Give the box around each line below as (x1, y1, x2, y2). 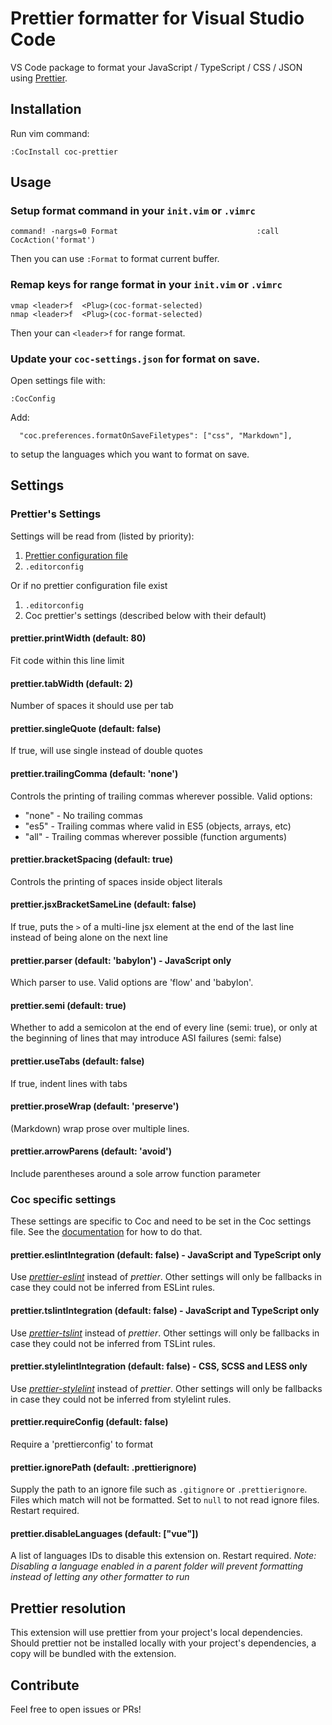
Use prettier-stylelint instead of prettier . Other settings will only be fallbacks (10, 1382, 323, 1394)
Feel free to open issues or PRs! (10, 1703, 142, 1716)
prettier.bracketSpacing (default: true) (10, 853, 174, 866)
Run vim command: (10, 127, 90, 139)
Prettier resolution (10, 1600, 127, 1617)
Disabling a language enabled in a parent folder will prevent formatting (10, 1560, 304, 1572)
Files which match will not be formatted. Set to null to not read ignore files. (10, 1494, 320, 1506)
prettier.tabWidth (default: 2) (10, 677, 133, 689)
